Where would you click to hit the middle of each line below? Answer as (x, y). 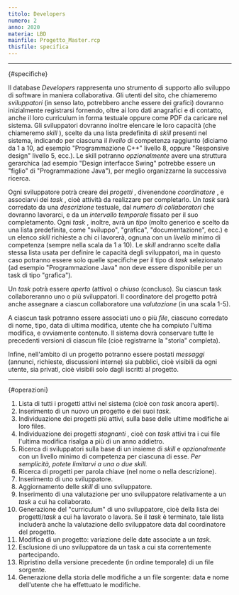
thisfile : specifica (39, 47)
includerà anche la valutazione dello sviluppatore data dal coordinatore (122, 524)
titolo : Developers (37, 14)
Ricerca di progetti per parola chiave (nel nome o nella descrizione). (117, 471)
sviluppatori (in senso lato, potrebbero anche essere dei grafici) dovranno (116, 103)
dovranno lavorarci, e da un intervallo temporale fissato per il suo (103, 215)
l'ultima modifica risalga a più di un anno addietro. (91, 441)
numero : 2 (23, 21)
